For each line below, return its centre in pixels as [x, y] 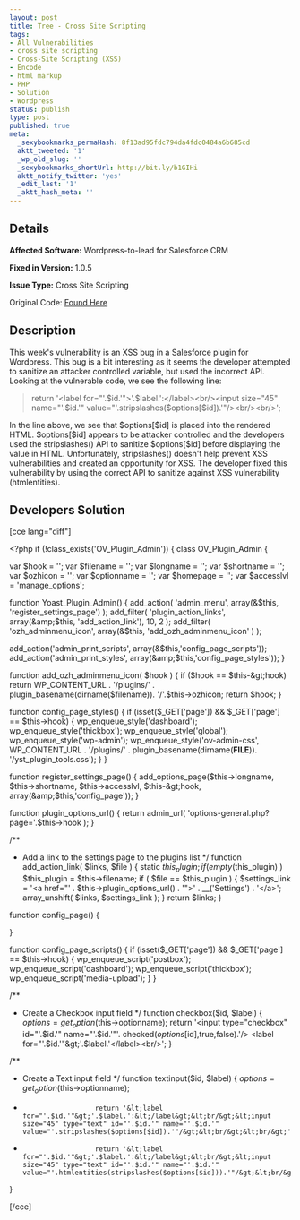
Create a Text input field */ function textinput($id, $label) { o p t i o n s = [148, 1078]
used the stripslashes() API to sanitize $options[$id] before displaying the [145, 443]
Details [29, 229]
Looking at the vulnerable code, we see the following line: [116, 381]
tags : [19, 34]
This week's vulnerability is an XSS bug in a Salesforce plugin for [129, 352]
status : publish [39, 109]
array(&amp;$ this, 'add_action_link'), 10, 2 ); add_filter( [110, 622]
